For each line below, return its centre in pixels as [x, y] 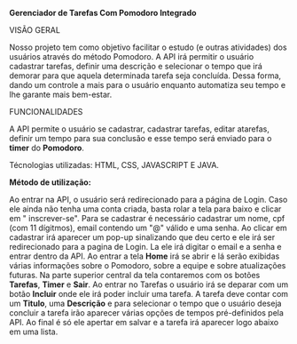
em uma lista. [34, 332]
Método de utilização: [50, 182]
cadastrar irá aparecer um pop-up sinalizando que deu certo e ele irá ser [142, 237]
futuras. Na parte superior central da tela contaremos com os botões [135, 275]
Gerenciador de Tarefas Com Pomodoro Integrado [103, 13]
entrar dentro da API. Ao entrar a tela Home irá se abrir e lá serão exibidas [145, 256]
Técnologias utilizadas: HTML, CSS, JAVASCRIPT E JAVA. [114, 165]
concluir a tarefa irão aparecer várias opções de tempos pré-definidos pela [146, 313]
